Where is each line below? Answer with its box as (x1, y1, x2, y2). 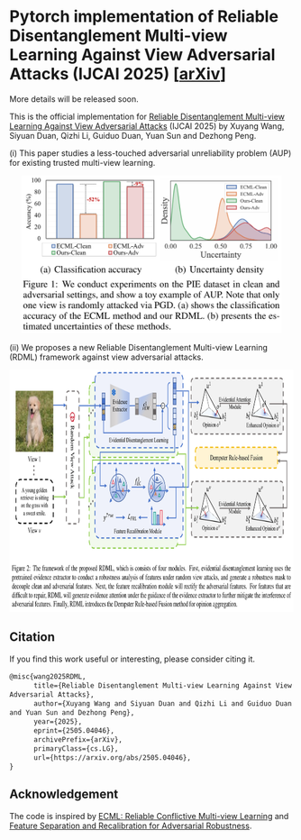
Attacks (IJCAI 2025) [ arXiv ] (9, 64, 227, 85)
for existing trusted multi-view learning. (9, 157, 156, 168)
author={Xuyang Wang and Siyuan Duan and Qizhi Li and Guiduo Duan (32, 698, 293, 708)
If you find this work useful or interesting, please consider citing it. (9, 653, 255, 664)
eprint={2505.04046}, (32, 726, 115, 735)
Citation (9, 629, 56, 645)
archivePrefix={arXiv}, (32, 735, 123, 744)
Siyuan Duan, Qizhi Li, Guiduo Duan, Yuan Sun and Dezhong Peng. (9, 130, 257, 141)
